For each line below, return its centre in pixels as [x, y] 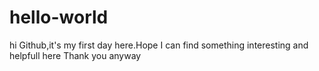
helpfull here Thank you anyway [75, 55]
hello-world [59, 17]
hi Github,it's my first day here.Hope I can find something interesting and [159, 45]
